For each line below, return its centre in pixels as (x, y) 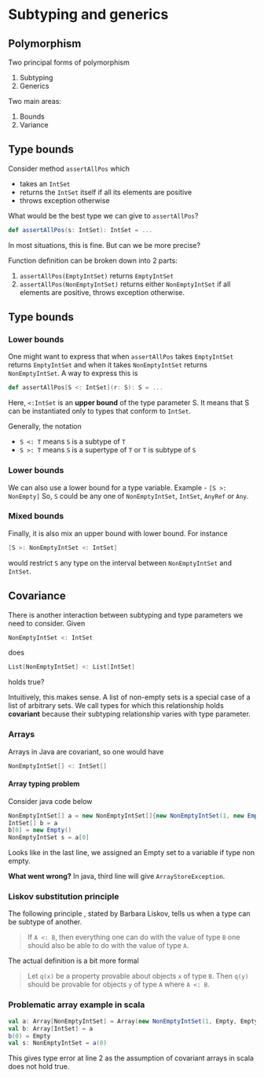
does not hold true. (39, 1067)
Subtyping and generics (88, 15)
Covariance (37, 596)
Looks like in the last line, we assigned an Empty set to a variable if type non (132, 853)
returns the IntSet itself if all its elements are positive (106, 192)
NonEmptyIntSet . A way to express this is (73, 373)
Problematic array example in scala (77, 1005)
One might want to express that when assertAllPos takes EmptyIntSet (121, 356)
